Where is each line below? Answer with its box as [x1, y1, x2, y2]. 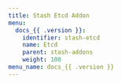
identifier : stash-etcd [22, 33, 101, 42]
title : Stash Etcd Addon [8, 11, 90, 20]
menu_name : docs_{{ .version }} [8, 63, 114, 71]
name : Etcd [22, 41, 58, 49]
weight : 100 [22, 56, 61, 64]
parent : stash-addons [22, 48, 93, 56]
